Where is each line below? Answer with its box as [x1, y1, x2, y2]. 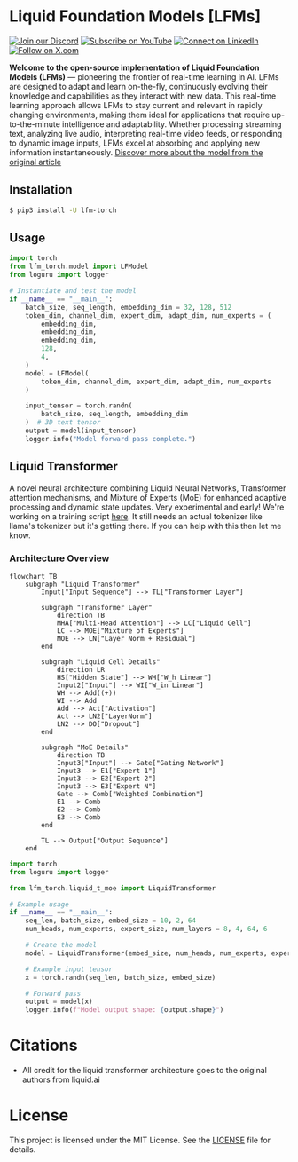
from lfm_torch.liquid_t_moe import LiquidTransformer [9, 883, 216, 893]
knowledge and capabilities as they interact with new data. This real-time [9, 91, 277, 101]
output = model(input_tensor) [25, 426, 137, 436]
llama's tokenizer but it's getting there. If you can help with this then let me [9, 520, 282, 531]
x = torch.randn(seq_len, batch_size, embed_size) [25, 973, 216, 982]
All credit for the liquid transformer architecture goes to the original [21, 1065, 268, 1076]
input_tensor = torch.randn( [25, 401, 133, 410]
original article [9, 156, 62, 167]
